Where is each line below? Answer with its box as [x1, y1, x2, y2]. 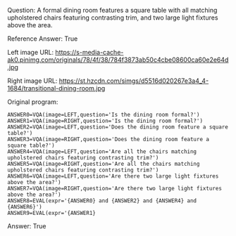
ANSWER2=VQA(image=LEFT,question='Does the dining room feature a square [7, 124, 229, 131]
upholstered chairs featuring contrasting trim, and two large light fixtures [7, 13, 218, 22]
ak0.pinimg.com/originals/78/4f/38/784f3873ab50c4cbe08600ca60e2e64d [7, 55, 229, 64]
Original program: [7, 98, 58, 106]
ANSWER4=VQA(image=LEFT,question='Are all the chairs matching [7, 148, 197, 155]
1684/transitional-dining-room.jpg [7, 84, 106, 92]
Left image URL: [7, 48, 54, 56]
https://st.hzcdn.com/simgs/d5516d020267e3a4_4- [58, 77, 209, 85]
